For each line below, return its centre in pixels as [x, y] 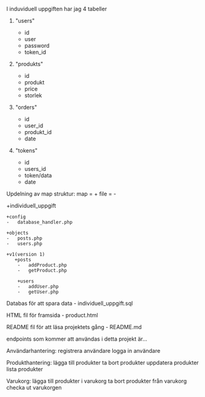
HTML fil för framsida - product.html [52, 315]
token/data [38, 175]
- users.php [25, 244]
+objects [17, 233]
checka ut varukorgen [34, 388]
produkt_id [38, 132]
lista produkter [25, 369]
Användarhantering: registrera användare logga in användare [83, 351]
